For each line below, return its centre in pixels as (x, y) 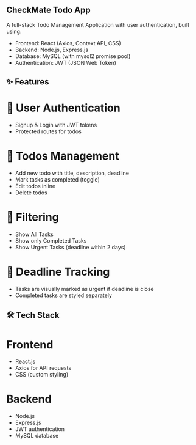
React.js (25, 362)
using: (14, 31)
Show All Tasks (34, 234)
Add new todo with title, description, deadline (72, 173)
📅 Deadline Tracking (58, 272)
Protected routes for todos (48, 131)
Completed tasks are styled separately (64, 295)
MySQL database (37, 436)
